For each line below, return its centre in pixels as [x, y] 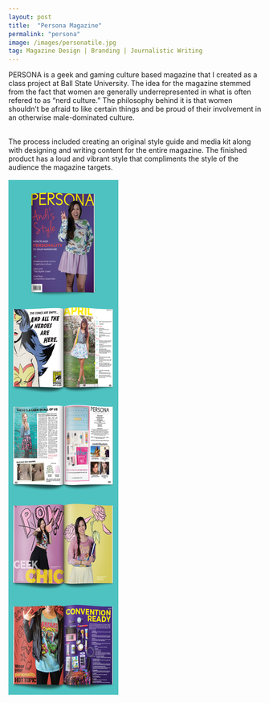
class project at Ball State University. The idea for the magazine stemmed [130, 84]
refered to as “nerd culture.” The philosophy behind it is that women [120, 101]
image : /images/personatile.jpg [62, 43]
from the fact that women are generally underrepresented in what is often [130, 92]
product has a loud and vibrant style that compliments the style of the [124, 159]
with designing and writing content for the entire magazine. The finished [128, 150]
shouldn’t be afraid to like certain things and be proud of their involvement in [135, 109]
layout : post [30, 17]
